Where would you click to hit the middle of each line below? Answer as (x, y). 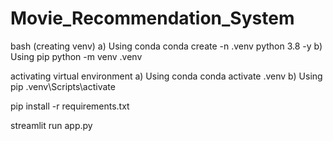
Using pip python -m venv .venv (76, 56)
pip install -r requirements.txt (70, 106)
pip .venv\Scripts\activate (63, 86)
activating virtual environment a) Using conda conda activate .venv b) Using (166, 76)
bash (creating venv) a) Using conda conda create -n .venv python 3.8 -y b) (166, 46)
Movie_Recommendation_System (152, 18)
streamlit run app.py (51, 125)
